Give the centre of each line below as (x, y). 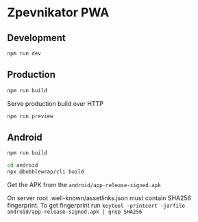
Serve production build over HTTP (55, 103)
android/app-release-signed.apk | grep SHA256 (75, 212)
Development (37, 38)
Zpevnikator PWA (58, 13)
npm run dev (24, 53)
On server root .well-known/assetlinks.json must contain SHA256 (99, 198)
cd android (23, 165)
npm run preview (30, 116)
